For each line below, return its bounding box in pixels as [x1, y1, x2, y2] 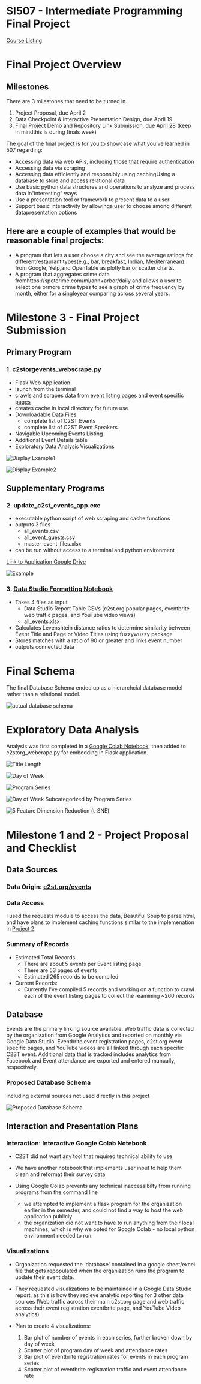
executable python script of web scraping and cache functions [14, 515, 170, 522]
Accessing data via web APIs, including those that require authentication [14, 158, 194, 165]
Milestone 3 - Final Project [6, 311, 140, 324]
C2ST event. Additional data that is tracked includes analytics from [6, 1051, 171, 1058]
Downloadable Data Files [14, 411, 77, 418]
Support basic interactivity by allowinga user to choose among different [14, 202, 192, 209]
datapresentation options [14, 209, 77, 216]
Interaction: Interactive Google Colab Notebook [6, 1139, 147, 1147]
